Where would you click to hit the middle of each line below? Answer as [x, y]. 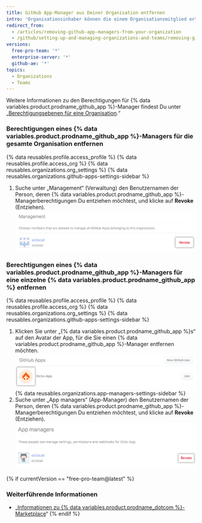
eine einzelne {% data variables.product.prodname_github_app [101, 280]
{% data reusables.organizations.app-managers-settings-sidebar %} [100, 393]
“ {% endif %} [63, 514]
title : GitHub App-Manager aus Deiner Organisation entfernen [86, 13]
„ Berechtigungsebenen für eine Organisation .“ [63, 113]
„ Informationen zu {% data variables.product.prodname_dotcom [94, 507]
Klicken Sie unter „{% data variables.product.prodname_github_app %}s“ [105, 332]
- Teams [21, 82]
